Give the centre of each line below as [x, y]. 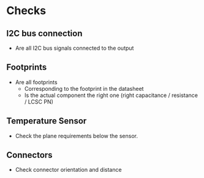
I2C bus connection [44, 33]
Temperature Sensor [47, 121]
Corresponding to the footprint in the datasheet [84, 88]
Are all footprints [36, 82]
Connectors [30, 155]
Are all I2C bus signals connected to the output [74, 48]
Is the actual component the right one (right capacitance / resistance [111, 95]
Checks [26, 11]
